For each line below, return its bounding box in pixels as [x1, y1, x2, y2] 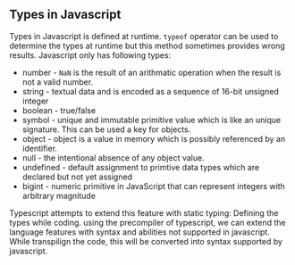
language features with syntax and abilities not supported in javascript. [9, 227, 270, 237]
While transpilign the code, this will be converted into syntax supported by [9, 236, 283, 246]
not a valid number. [21, 76, 94, 87]
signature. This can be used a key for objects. [21, 124, 191, 135]
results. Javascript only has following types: [9, 49, 172, 61]
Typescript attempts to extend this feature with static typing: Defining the [9, 207, 279, 218]
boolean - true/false [21, 104, 97, 115]
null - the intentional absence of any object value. [21, 152, 205, 163]
